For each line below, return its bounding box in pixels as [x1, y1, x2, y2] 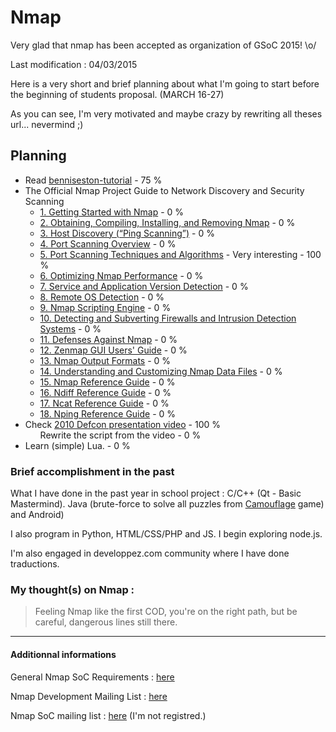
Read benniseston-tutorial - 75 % [24, 174, 163, 186]
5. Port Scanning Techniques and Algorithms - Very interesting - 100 [39, 248, 322, 260]
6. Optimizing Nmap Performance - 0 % [39, 269, 204, 281]
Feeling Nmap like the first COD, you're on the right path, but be [34, 606, 298, 618]
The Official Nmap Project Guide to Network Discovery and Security [24, 184, 305, 196]
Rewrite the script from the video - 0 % [39, 429, 202, 441]
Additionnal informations [10, 648, 117, 660]
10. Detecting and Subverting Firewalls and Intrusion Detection [39, 312, 297, 324]
